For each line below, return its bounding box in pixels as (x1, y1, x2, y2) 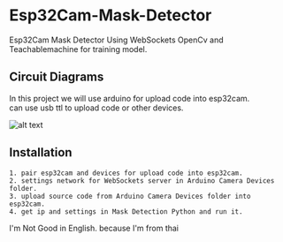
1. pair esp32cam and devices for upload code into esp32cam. (9, 169, 243, 178)
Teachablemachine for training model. (9, 43, 148, 54)
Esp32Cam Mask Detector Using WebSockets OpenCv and (9, 34, 224, 45)
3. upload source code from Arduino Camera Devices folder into (9, 192, 251, 200)
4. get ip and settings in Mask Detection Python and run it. (9, 207, 243, 216)
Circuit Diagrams (9, 70, 104, 85)
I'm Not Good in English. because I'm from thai (9, 223, 180, 233)
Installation (9, 145, 73, 160)
